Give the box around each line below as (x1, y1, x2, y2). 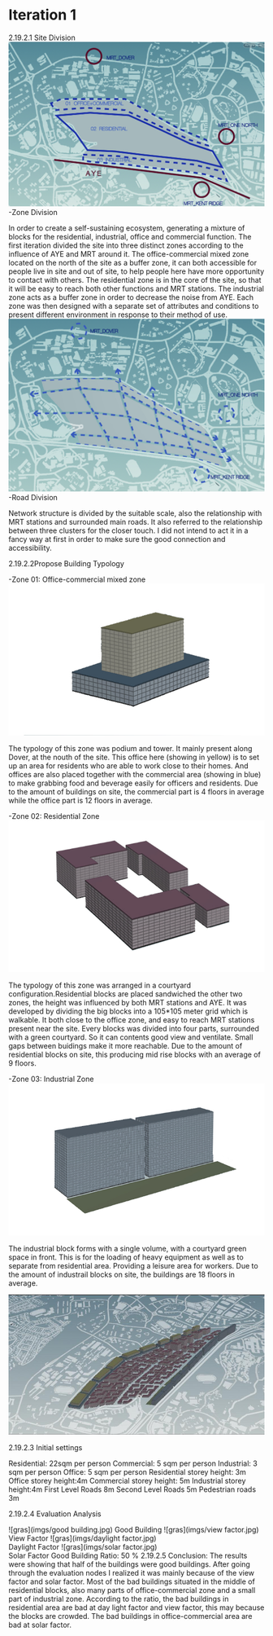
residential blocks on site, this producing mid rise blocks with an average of (8, 1049, 262, 1060)
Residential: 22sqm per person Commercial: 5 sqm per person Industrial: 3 (8, 1458, 258, 1468)
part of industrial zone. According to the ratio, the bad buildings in (8, 1594, 229, 1604)
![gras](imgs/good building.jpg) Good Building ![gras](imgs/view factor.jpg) (8, 1525, 259, 1535)
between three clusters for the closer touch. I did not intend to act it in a (8, 526, 249, 535)
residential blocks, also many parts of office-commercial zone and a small (8, 1585, 256, 1595)
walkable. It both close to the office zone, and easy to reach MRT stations (8, 1015, 255, 1025)
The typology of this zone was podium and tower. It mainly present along (8, 744, 253, 754)
